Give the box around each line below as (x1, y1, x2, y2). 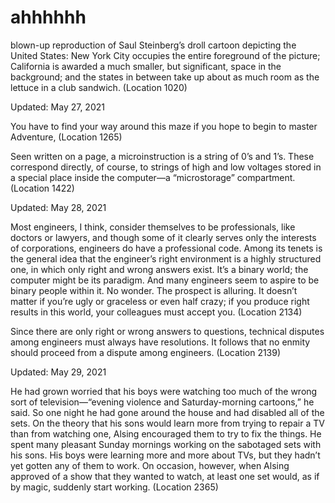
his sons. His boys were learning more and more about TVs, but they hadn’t (10, 449, 321, 461)
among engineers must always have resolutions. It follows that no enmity (10, 336, 311, 348)
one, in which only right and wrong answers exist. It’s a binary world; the (10, 263, 309, 275)
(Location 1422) (10, 182, 75, 194)
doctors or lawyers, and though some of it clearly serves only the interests (10, 231, 317, 243)
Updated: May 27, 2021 (10, 101, 105, 113)
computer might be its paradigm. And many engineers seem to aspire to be (10, 274, 320, 286)
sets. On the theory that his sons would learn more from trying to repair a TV (10, 417, 325, 429)
